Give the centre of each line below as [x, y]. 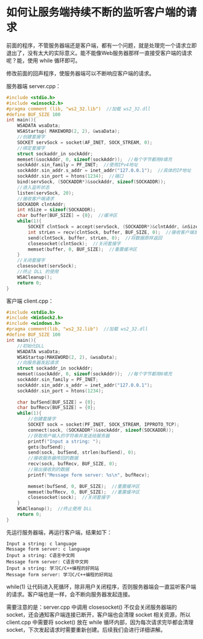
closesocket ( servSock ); [47, 266]
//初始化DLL [31, 346]
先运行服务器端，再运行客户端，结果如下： [59, 532]
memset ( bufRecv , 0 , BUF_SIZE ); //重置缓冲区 [84, 492]
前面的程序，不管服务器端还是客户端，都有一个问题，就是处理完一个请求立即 [101, 45]
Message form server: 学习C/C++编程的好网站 [60, 574]
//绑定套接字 [31, 148]
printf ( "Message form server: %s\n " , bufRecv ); [89, 475]
